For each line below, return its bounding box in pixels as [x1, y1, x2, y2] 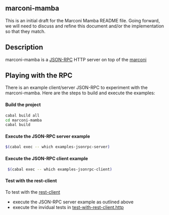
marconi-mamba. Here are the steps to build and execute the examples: [5, 90, 155, 96]
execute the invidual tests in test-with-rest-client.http [12, 204, 124, 210]
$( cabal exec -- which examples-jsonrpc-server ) [5, 145, 110, 150]
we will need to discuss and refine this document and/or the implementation [5, 23, 164, 29]
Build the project [5, 101, 41, 108]
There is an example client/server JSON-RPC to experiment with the [5, 85, 148, 91]
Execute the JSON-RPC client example [5, 155, 88, 161]
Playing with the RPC [5, 71, 73, 80]
